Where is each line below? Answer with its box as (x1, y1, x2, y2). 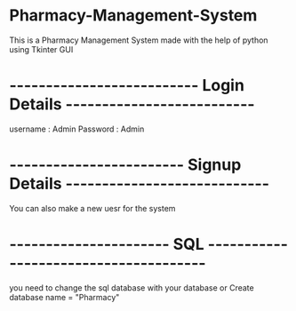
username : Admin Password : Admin (9, 124, 145, 134)
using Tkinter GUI (9, 44, 74, 54)
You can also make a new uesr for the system (9, 203, 176, 213)
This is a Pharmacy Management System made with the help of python (9, 35, 268, 45)
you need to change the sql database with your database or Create (9, 282, 255, 293)
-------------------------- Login (9, 76, 244, 96)
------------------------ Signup (9, 155, 242, 175)
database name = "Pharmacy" (9, 291, 120, 302)
